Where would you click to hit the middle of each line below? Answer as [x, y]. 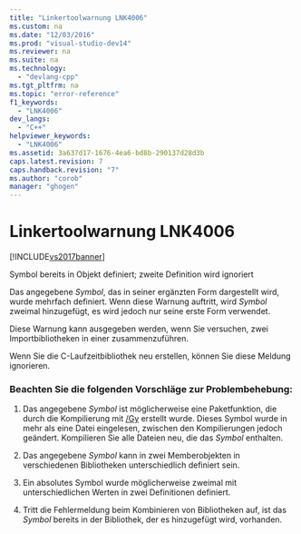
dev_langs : [30, 119]
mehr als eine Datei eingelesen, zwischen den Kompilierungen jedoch [152, 429]
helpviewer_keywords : [50, 136]
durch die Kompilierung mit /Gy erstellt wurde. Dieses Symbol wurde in [155, 419]
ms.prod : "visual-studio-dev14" [70, 43]
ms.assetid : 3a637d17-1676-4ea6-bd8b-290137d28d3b [107, 153]
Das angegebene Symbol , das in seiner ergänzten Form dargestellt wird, [144, 292]
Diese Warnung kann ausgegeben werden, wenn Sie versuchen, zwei [139, 329]
